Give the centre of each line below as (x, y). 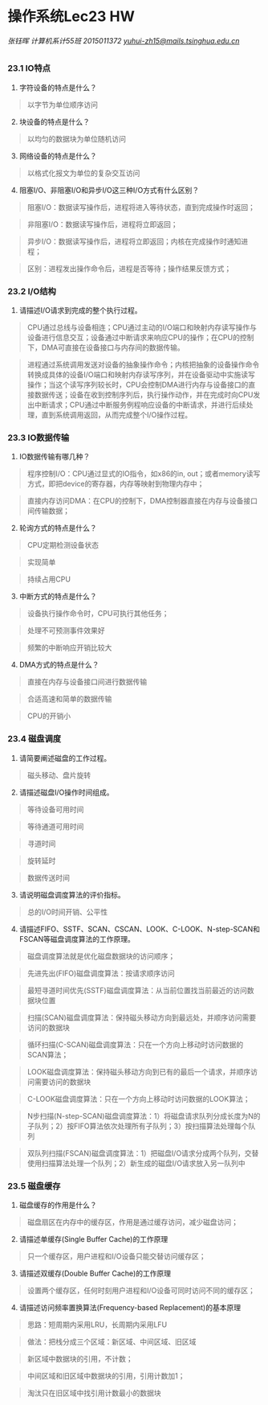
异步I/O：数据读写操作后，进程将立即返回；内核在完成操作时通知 (134, 241)
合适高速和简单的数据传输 (69, 699)
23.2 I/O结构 (32, 291)
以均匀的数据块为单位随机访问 (76, 138)
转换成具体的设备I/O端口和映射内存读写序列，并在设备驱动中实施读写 (141, 375)
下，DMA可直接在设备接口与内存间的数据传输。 (106, 347)
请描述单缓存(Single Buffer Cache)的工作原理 (93, 1239)
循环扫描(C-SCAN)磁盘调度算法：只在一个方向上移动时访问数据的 (135, 1044)
